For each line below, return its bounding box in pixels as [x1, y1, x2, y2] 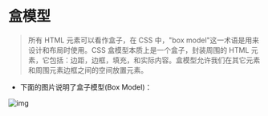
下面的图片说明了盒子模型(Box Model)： [19, 82, 152, 92]
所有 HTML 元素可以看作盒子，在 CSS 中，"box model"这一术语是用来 [27, 35, 259, 45]
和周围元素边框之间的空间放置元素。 [27, 65, 148, 74]
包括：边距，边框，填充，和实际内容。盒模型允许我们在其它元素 [49, 55, 261, 65]
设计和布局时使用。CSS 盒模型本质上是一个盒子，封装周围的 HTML [27, 45, 250, 54]
